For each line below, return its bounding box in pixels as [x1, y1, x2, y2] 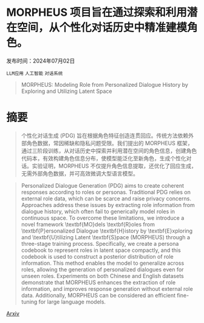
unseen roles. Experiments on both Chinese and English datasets [21, 272, 184, 279]
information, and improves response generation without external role [21, 285, 193, 292]
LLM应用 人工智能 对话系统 [6, 70, 63, 76]
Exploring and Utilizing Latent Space [21, 87, 112, 95]
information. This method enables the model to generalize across [21, 259, 185, 267]
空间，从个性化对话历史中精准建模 [17, 21, 188, 35]
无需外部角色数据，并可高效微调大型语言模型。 [21, 169, 138, 177]
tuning [21, 298, 38, 305]
